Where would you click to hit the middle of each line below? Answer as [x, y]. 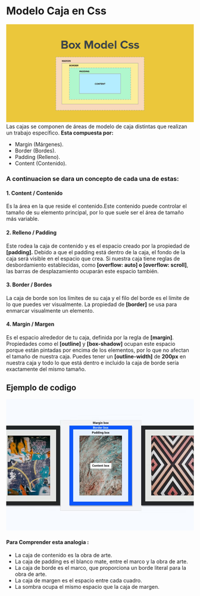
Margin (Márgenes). [39, 145]
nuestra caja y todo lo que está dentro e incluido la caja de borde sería [93, 363]
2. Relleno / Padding [32, 232]
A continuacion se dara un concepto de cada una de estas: [93, 179]
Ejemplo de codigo [41, 388]
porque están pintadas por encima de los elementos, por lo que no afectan [98, 350]
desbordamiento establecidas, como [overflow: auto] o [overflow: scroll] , [97, 265]
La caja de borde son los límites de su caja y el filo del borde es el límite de [98, 298]
